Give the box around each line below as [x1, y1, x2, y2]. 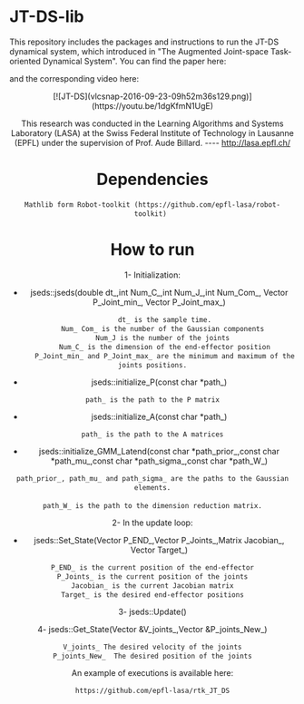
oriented [9, 55, 41, 66]
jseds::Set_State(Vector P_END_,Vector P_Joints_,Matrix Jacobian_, [34, 534, 285, 545]
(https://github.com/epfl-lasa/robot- [133, 200, 281, 210]
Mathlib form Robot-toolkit [24, 200, 131, 210]
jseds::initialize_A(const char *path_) [91, 411, 228, 422]
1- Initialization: [123, 269, 181, 280]
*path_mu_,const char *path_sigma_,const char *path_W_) [50, 455, 269, 466]
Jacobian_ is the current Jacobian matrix [71, 581, 234, 591]
